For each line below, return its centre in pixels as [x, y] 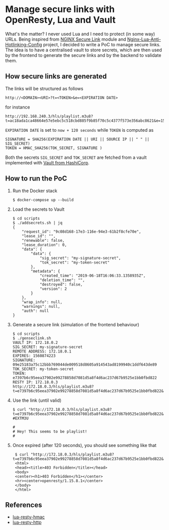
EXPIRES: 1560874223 [34, 356]
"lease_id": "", [39, 236]
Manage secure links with [60, 9]
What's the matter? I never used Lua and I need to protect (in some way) [80, 34]
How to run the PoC [36, 179]
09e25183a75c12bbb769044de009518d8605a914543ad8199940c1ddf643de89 [84, 365]
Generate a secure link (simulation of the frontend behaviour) [76, 324]
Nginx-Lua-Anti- [144, 39]
